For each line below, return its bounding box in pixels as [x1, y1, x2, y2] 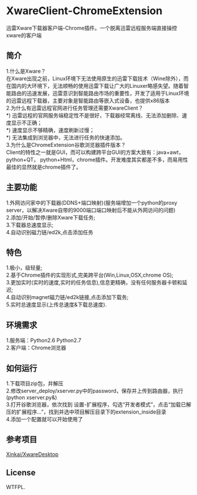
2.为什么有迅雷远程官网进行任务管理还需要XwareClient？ [6, 104, 143, 112]
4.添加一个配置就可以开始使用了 [6, 416, 84, 422]
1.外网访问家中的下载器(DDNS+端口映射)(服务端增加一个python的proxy [6, 199, 178, 206]
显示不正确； [11, 119, 42, 126]
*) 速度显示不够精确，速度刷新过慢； [6, 126, 95, 133]
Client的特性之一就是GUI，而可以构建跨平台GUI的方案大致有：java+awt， [6, 149, 184, 156]
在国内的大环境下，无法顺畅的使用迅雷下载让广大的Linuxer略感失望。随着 [6, 82, 184, 89]
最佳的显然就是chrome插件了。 [6, 163, 82, 171]
